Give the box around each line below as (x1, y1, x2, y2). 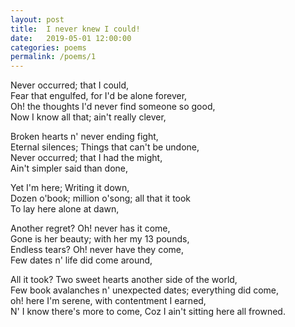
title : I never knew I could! (10, 24, 141, 34)
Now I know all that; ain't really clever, (10, 111, 167, 123)
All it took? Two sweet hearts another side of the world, (10, 274, 238, 286)
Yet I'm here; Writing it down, (10, 182, 130, 194)
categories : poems (10, 42, 87, 53)
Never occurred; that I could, (10, 79, 130, 91)
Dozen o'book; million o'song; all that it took (10, 192, 192, 205)
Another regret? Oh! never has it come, (10, 222, 171, 235)
